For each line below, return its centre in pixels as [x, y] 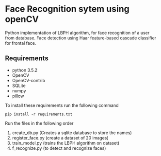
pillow [18, 96]
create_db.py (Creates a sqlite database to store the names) [72, 133]
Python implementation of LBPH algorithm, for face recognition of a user [77, 33]
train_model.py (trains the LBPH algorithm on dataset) [66, 143]
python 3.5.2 [25, 70]
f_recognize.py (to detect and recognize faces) [59, 148]
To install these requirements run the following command [62, 105]
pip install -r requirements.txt [39, 114]
